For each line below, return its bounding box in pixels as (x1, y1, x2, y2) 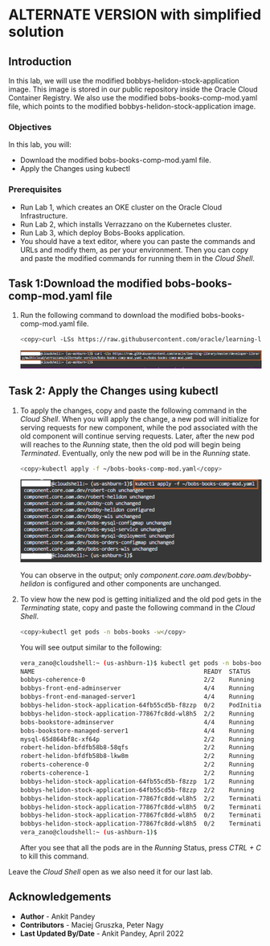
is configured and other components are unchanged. (47, 578, 222, 588)
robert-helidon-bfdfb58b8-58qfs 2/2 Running (19, 744, 255, 752)
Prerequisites (8, 184, 62, 195)
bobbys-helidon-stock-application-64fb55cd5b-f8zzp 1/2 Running (19, 777, 255, 785)
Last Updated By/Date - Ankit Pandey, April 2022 (19, 928, 184, 938)
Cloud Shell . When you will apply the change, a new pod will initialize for (19, 414, 260, 423)
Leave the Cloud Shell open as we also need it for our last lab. (8, 867, 213, 877)
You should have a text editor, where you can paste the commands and (19, 236, 256, 246)
